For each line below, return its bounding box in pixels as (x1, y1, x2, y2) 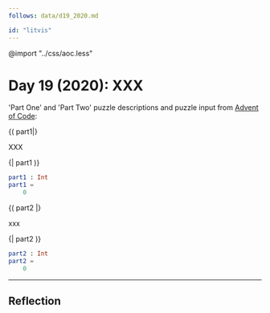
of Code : (8, 112, 38, 121)
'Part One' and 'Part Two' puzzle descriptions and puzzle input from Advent (8, 103, 259, 112)
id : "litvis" (8, 26, 52, 35)
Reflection (8, 295, 62, 308)
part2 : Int (8, 250, 48, 258)
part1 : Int (8, 173, 48, 181)
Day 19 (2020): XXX (8, 76, 144, 95)
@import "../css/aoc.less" (8, 48, 93, 58)
